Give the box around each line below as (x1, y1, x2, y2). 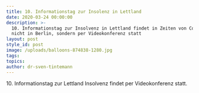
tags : (6, 53, 20, 59)
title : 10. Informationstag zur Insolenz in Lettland (6, 8, 142, 15)
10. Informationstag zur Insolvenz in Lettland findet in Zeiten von (11, 25, 187, 31)
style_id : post (6, 42, 44, 48)
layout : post (6, 36, 38, 42)
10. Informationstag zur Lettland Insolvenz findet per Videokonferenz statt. (6, 80, 188, 87)
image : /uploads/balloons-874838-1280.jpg (6, 47, 113, 53)
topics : (6, 58, 25, 64)
